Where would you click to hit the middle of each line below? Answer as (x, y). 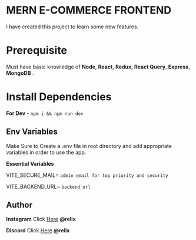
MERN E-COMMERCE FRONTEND (89, 10)
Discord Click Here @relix (38, 231)
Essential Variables (30, 163)
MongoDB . (20, 73)
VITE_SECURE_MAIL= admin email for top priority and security (87, 175)
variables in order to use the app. (46, 152)
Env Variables (32, 132)
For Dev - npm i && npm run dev (45, 113)
